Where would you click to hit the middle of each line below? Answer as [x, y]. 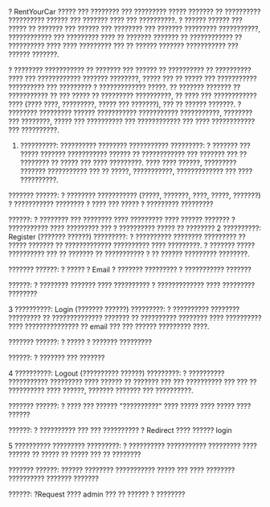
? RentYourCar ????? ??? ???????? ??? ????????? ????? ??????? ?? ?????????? [135, 12]
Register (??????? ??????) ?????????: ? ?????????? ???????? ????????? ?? [127, 237]
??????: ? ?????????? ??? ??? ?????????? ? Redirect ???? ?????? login [121, 430]
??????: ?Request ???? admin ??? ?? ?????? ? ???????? [97, 494]
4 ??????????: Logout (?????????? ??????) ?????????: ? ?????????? [117, 373]
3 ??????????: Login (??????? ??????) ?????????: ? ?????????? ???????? [124, 309]
